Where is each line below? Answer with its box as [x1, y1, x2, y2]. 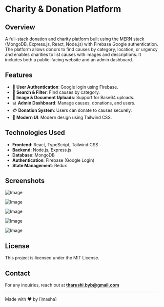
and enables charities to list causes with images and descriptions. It [5, 51, 142, 57]
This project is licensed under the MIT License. [5, 255, 100, 261]
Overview [5, 23, 36, 31]
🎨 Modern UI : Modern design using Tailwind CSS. [12, 114, 112, 120]
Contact [5, 269, 30, 278]
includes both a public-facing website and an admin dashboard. [5, 57, 133, 62]
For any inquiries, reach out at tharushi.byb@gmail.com [5, 282, 120, 288]
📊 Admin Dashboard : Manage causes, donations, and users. [12, 100, 136, 106]
